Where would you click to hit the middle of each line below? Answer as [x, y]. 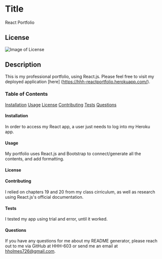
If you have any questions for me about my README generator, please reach [81, 241]
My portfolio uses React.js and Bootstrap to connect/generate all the [73, 154]
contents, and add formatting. [35, 159]
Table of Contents [27, 94]
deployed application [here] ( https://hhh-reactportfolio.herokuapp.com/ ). [78, 82]
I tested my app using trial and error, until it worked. [56, 219]
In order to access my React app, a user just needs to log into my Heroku [78, 127]
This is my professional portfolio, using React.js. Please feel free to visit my [80, 76]
